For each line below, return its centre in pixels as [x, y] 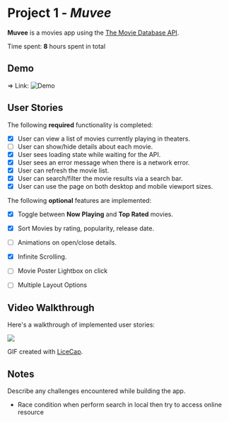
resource [31, 412]
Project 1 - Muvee [59, 13]
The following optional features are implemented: [80, 200]
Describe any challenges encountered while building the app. [96, 391]
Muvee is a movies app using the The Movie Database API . [93, 33]
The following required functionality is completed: [80, 124]
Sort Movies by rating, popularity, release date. [86, 228]
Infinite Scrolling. [42, 257]
